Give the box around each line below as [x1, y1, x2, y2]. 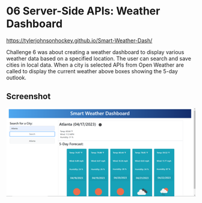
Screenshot [6, 91, 51, 101]
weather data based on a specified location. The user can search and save [6, 55, 191, 62]
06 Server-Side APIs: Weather [6, 4, 161, 18]
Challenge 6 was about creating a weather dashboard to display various [6, 48, 185, 55]
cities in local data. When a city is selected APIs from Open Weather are [6, 61, 185, 68]
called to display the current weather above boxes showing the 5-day [6, 67, 179, 74]
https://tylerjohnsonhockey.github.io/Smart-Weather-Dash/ [6, 37, 153, 44]
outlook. [6, 74, 27, 81]
